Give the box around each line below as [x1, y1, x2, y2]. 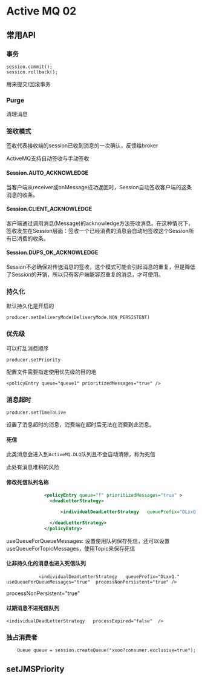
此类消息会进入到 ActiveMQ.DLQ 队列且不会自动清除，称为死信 [6, 451, 155, 458]
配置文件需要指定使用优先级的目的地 [6, 368, 97, 375]
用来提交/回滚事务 [6, 80, 51, 87]
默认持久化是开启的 [6, 302, 54, 310]
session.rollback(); [6, 69, 59, 75]
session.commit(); [6, 64, 53, 70]
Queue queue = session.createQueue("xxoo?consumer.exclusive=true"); [17, 647, 197, 653]
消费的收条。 [16, 235, 49, 242]
